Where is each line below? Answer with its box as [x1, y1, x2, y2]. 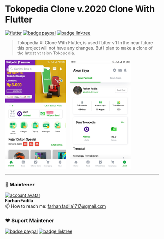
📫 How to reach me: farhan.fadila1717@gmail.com [5, 203, 106, 209]
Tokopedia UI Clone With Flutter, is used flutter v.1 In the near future [17, 39, 153, 45]
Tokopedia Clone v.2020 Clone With [5, 3, 155, 15]
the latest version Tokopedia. [17, 50, 76, 56]
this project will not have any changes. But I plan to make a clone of [17, 45, 153, 51]
